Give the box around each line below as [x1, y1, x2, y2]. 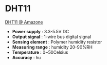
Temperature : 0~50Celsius [12, 49, 68, 55]
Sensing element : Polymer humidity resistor [12, 39, 102, 44]
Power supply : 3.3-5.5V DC [12, 28, 69, 34]
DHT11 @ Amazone [5, 19, 43, 25]
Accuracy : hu [12, 54, 41, 60]
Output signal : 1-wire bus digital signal [12, 34, 91, 40]
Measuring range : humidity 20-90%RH [12, 44, 93, 50]
